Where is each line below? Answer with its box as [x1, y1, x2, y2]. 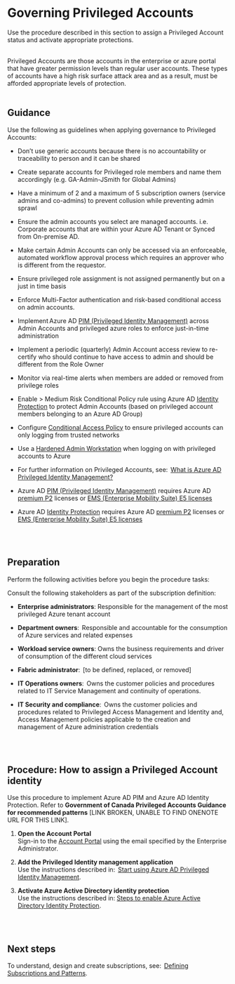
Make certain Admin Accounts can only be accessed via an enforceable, [17, 246, 227, 254]
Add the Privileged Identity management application [17, 858, 173, 867]
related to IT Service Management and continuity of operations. [17, 686, 201, 695]
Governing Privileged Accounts [7, 5, 194, 21]
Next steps [7, 943, 56, 955]
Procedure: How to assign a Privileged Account [7, 763, 218, 775]
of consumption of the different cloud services [17, 652, 152, 660]
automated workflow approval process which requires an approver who [17, 253, 224, 261]
